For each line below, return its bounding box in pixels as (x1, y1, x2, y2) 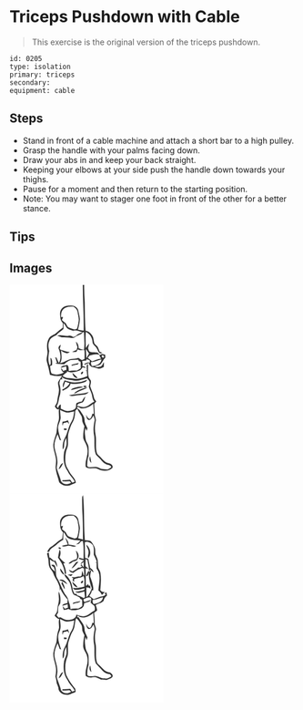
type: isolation (9, 62, 71, 71)
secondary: (9, 77, 51, 87)
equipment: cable (9, 86, 76, 95)
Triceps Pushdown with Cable (9, 6, 240, 27)
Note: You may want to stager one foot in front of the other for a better (22, 193, 288, 204)
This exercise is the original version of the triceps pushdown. (31, 36, 261, 47)
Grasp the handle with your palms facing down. (22, 144, 200, 156)
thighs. (22, 173, 49, 184)
